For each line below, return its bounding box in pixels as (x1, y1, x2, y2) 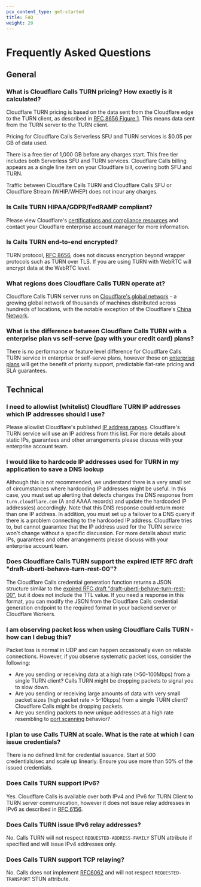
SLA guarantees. (6, 367, 47, 375)
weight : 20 (6, 20, 33, 26)
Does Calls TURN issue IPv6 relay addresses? (6, 820, 142, 829)
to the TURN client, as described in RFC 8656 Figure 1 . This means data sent (6, 115, 195, 122)
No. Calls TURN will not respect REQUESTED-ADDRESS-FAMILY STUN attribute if (6, 834, 193, 841)
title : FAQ (6, 14, 33, 20)
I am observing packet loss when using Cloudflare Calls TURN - (6, 625, 194, 633)
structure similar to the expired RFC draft (6, 585, 106, 592)
